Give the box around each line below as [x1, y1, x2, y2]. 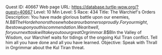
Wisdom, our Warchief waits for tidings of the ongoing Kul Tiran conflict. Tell [5, 34, 158, 40]
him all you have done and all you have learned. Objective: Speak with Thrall [5, 40, 158, 45]
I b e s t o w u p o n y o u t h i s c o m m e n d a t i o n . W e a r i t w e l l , [5, 24, 100, 30]
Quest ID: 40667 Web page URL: [5, 4, 71, 10]
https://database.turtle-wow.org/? [71, 4, 139, 10]
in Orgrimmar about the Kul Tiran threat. [5, 45, 85, 50]
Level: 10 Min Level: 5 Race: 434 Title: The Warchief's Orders [33, 9, 156, 15]
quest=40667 [5, 9, 33, 15]
